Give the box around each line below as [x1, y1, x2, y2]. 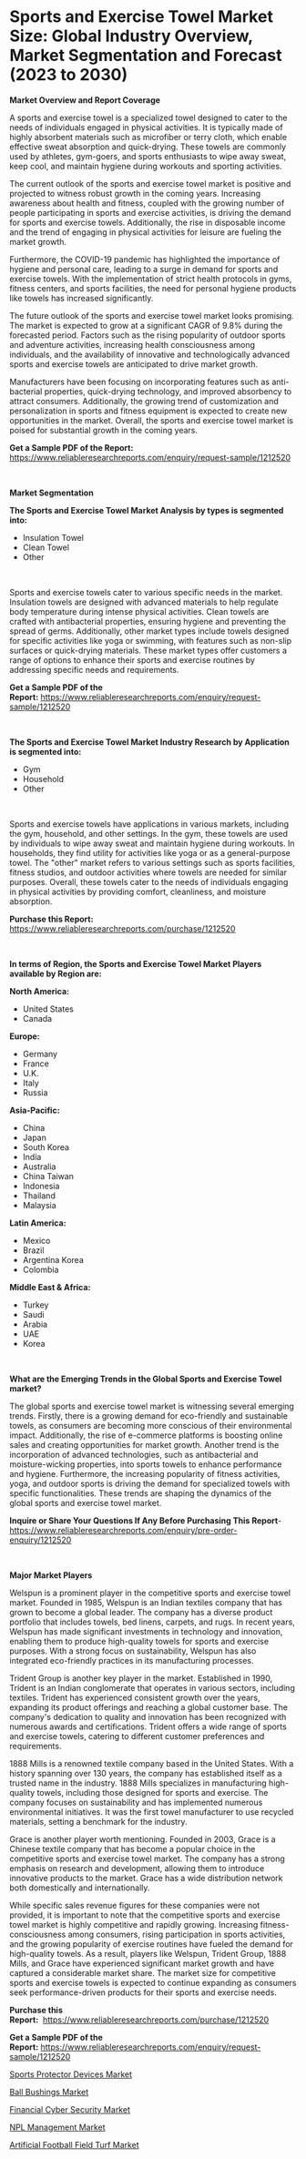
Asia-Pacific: [9, 1105, 61, 1115]
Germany [22, 1048, 57, 1059]
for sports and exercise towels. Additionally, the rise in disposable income [9, 217, 286, 228]
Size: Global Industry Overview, [9, 25, 253, 46]
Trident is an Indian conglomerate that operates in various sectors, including [9, 1682, 296, 1693]
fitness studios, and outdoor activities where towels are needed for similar [9, 867, 288, 878]
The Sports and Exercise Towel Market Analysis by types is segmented [9, 504, 284, 515]
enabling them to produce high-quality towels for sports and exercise [9, 1635, 270, 1646]
